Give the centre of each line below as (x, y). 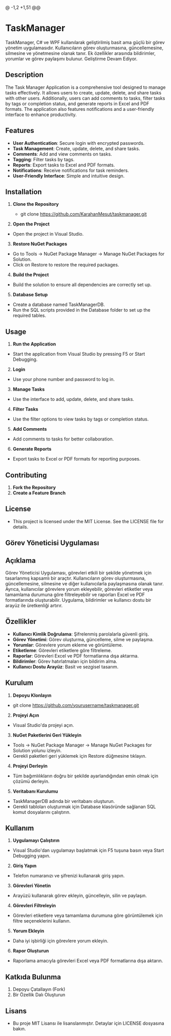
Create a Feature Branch (39, 493)
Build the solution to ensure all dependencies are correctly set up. (82, 285)
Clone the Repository (36, 204)
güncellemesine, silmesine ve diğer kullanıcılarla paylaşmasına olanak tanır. (84, 584)
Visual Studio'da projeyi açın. (43, 725)
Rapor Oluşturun (31, 951)
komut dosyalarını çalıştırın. (41, 812)
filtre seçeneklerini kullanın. (42, 921)
